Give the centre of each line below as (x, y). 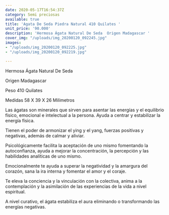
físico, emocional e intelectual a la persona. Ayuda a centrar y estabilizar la (83, 115)
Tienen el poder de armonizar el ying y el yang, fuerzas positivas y (74, 130)
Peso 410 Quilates (24, 90)
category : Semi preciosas (32, 15)
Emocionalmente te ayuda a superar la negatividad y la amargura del (76, 166)
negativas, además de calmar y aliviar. (45, 135)
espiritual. (16, 191)
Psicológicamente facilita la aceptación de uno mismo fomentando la (77, 145)
